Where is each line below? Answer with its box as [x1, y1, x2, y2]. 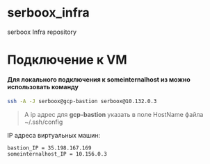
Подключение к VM [7, 52, 127, 68]
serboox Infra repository [7, 28, 77, 36]
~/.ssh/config [24, 118, 63, 126]
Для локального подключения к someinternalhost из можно [7, 75, 191, 84]
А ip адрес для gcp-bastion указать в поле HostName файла [24, 111, 204, 119]
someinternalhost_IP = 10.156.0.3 [7, 151, 108, 158]
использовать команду [7, 82, 79, 91]
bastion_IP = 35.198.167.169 [7, 145, 92, 152]
